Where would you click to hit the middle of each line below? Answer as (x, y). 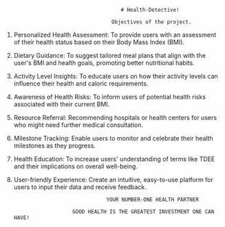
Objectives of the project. (151, 22)
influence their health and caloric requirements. (81, 83)
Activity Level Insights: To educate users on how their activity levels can (116, 76)
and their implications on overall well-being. (75, 166)
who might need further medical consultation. (78, 125)
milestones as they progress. (55, 146)
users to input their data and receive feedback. (80, 187)
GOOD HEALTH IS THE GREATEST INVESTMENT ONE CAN (143, 212)
